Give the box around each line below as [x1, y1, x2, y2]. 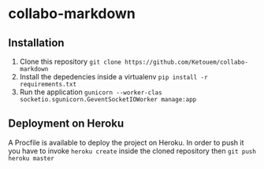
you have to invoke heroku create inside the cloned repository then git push [8, 146, 256, 156]
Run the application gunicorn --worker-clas [19, 87, 163, 97]
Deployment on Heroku [8, 117, 125, 130]
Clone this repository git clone [19, 57, 122, 66]
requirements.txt [19, 80, 77, 88]
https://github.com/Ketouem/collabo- [125, 58, 248, 66]
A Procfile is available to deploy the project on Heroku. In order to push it [8, 138, 244, 147]
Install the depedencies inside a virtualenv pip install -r [19, 72, 208, 81]
